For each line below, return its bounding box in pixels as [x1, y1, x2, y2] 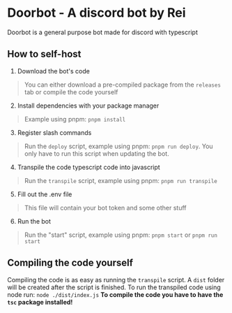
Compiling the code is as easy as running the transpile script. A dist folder [7, 275, 225, 284]
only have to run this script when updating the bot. [24, 149, 169, 158]
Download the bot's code [17, 66, 91, 75]
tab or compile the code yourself [24, 87, 118, 96]
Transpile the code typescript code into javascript [17, 163, 160, 171]
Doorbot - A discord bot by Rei [7, 5, 186, 21]
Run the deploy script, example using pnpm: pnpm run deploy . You [24, 142, 214, 150]
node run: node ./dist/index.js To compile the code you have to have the [7, 290, 224, 298]
